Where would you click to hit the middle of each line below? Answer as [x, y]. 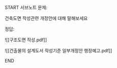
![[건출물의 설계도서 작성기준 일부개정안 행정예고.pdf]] [58, 50]
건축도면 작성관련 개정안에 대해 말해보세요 [46, 18]
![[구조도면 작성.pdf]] [26, 40]
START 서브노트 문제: [26, 7]
